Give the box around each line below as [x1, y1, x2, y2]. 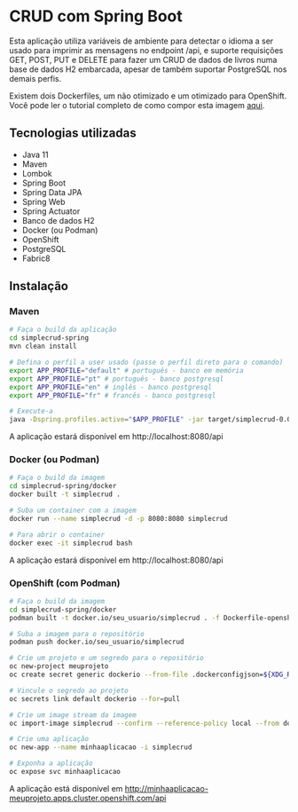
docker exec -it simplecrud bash [9, 539, 133, 548]
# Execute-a [9, 406, 53, 416]
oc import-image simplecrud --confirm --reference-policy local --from [9, 719, 279, 728]
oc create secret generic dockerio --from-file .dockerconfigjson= [9, 670, 264, 680]
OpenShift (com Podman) [9, 577, 122, 589]
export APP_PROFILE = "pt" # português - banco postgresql [9, 374, 224, 383]
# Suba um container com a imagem [9, 506, 137, 516]
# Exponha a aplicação [9, 759, 93, 769]
